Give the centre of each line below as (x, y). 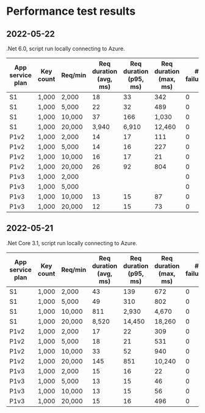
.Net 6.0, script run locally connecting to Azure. (66, 48)
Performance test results (71, 11)
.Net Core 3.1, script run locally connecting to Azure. (72, 243)
